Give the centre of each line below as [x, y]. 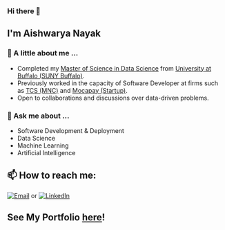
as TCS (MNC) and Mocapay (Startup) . [72, 90]
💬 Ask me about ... [39, 116]
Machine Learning [43, 145]
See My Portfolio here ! [56, 218]
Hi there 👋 [24, 11]
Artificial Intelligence [46, 152]
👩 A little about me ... [43, 53]
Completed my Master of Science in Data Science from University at [114, 68]
